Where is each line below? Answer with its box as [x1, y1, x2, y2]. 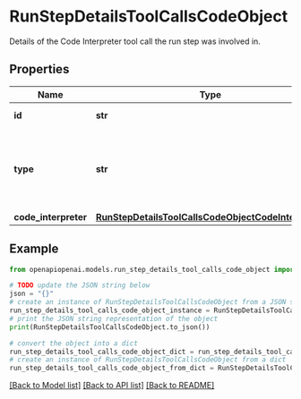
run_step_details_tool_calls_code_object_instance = [9, 306, 211, 315]
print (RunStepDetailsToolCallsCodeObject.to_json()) [9, 322, 211, 332]
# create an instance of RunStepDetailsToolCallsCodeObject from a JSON [9, 298, 287, 307]
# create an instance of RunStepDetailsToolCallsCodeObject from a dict [9, 355, 287, 364]
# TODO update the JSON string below [9, 281, 150, 290]
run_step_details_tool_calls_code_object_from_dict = [9, 364, 215, 373]
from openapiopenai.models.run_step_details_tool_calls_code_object [9, 265, 271, 274]
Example [9, 242, 59, 257]
